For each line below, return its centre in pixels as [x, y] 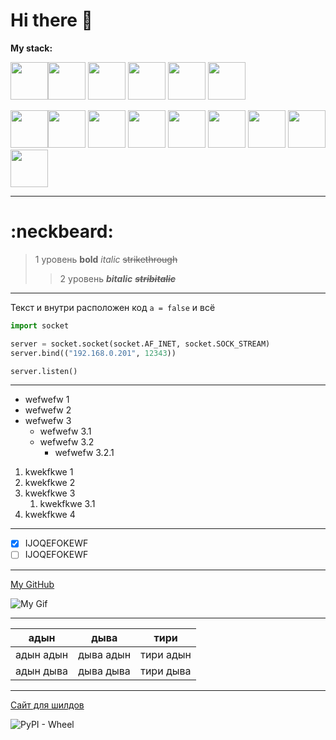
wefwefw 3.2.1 [84, 453]
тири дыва [166, 671]
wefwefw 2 [48, 410]
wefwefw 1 [47, 400]
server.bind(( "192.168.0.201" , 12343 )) [93, 353]
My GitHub [32, 584]
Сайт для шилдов [47, 705]
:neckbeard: [62, 231]
